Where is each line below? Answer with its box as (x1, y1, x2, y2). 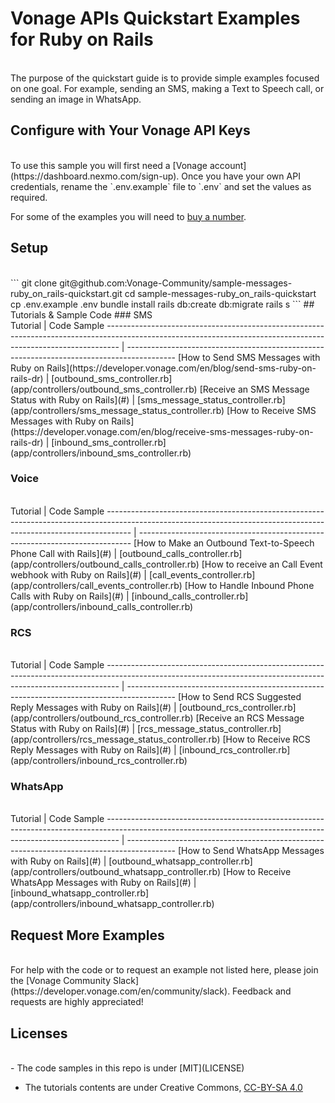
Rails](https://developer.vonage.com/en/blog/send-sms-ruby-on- (46, 362, 317, 374)
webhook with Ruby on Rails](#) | (10, 568, 148, 581)
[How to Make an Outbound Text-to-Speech (133, 537, 315, 549)
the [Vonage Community (10, 975, 112, 987)
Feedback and (232, 985, 292, 997)
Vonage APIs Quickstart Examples (10, 7, 301, 30)
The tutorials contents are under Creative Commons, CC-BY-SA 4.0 (24, 1082, 303, 1094)
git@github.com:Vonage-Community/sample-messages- (59, 277, 293, 289)
